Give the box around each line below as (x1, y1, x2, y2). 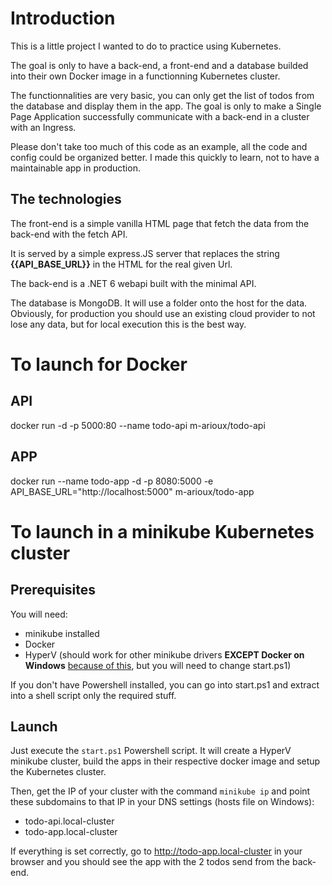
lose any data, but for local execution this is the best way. (10, 318, 247, 330)
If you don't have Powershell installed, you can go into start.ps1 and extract (10, 678, 320, 691)
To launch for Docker (10, 353, 188, 376)
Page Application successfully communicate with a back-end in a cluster (10, 110, 310, 122)
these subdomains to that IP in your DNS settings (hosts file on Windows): (10, 796, 315, 808)
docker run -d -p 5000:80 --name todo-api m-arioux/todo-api (10, 419, 266, 431)
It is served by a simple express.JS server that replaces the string (10, 247, 280, 259)
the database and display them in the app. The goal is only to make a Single (10, 100, 322, 112)
